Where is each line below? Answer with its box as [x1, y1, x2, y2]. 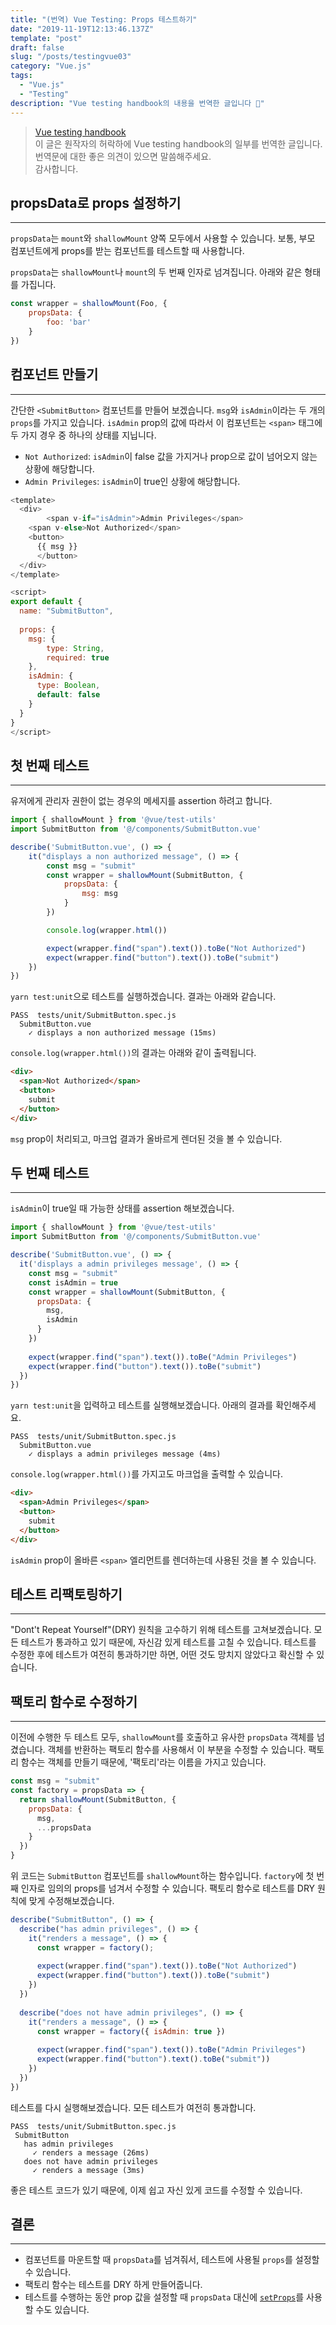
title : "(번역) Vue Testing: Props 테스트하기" [10, 14, 198, 25]
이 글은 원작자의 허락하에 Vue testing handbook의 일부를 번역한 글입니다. [34, 137, 323, 150]
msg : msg [81, 889, 118, 899]
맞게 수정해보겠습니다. [28, 1895, 115, 1906]
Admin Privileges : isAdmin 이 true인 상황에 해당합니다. [24, 475, 241, 487]
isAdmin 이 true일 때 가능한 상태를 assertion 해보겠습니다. [10, 1202, 235, 1215]
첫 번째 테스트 [10, 757, 90, 774]
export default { [10, 597, 83, 607]
